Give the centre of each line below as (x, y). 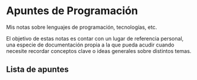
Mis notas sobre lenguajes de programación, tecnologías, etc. (82, 27)
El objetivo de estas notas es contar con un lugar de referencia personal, (95, 38)
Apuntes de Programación (72, 11)
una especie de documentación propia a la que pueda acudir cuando (90, 45)
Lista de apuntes (38, 70)
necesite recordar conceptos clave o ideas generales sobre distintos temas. (99, 51)
